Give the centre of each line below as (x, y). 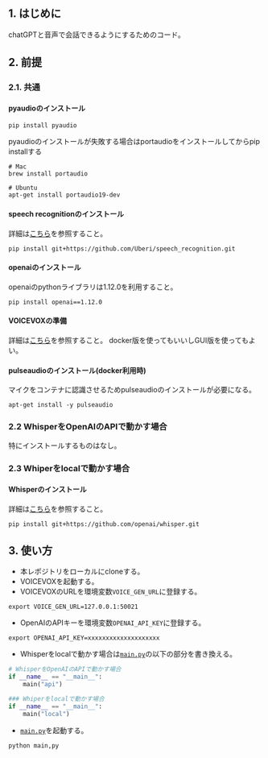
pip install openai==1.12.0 (56, 302)
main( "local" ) (46, 714)
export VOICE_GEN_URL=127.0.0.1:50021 (73, 607)
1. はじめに (35, 14)
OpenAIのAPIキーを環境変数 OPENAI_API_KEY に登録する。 (113, 623)
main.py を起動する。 (54, 730)
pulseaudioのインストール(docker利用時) (77, 370)
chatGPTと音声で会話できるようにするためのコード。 (97, 35)
